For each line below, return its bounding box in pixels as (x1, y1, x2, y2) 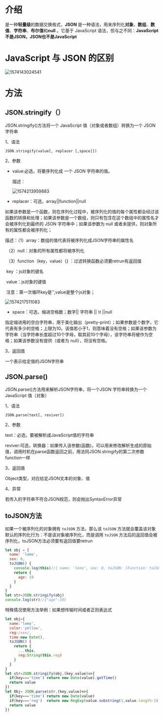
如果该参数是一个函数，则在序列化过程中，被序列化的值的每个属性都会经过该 (5, 208, 159, 215)
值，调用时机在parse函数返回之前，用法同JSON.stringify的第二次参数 (5, 448, 144, 454)
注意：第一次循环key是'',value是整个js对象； (6, 289, 95, 295)
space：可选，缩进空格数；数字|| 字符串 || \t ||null (12, 309, 112, 315)
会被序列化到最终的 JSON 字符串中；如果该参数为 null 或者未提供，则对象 (5, 220, 153, 227)
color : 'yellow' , (9, 625, 42, 631)
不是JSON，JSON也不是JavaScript (5, 34, 77, 40)
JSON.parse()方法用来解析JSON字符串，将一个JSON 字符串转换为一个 (5, 386, 147, 392)
